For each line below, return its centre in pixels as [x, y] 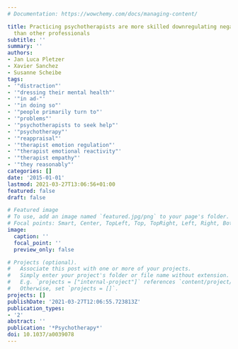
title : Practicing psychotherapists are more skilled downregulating [112, 26]
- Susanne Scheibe [34, 72]
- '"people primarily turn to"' [55, 112]
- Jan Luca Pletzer [36, 60]
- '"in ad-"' [27, 99]
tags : [15, 79]
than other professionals [52, 33]
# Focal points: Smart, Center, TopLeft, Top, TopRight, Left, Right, [114, 223]
